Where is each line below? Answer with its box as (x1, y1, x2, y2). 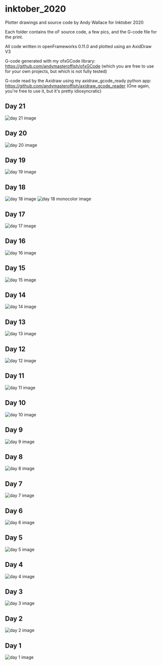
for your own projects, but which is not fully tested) (5, 68, 108, 74)
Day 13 (5, 318, 26, 326)
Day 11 (5, 372, 24, 380)
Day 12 (5, 345, 26, 353)
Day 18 (5, 183, 26, 191)
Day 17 (5, 210, 25, 218)
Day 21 (5, 102, 26, 110)
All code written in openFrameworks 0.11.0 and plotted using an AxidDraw (5, 43, 152, 49)
